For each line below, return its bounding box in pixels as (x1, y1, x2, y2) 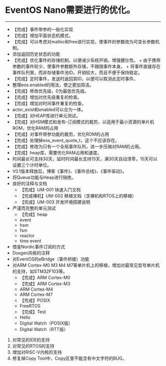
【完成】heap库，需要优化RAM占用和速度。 (12, 149, 102, 155)
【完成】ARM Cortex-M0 (19, 274, 71, 280)
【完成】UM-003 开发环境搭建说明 (19, 199, 90, 205)
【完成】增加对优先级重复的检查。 (12, 94, 82, 100)
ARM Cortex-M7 (19, 292, 53, 297)
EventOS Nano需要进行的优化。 (5, 4, 135, 16)
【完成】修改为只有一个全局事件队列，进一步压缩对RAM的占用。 (12, 144, 144, 149)
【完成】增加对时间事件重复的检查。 (12, 100, 86, 106)
